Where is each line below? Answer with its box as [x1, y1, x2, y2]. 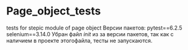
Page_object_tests [6, 4, 101, 18]
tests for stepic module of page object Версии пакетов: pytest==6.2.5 [6, 24, 183, 31]
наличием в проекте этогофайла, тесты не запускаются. [6, 37, 153, 44]
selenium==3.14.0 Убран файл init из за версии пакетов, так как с [6, 30, 174, 37]
